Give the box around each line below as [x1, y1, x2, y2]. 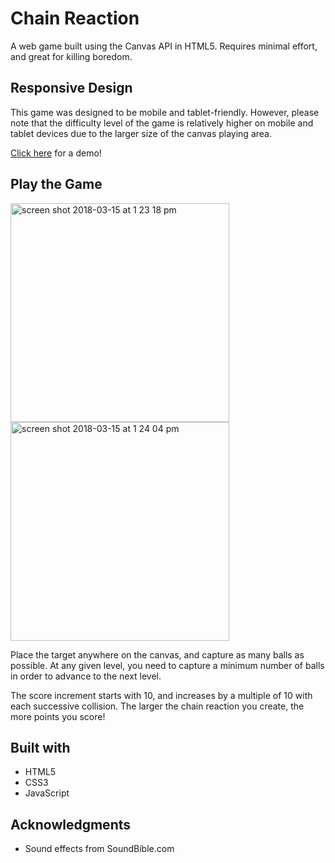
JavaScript [24, 787, 70, 799]
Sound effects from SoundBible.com [24, 843, 175, 855]
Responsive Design [10, 80, 133, 97]
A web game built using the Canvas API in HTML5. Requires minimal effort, [10, 40, 318, 52]
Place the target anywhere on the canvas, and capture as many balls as [10, 648, 305, 661]
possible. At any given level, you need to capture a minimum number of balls [10, 659, 325, 671]
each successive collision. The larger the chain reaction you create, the [10, 700, 305, 712]
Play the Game [10, 176, 103, 193]
